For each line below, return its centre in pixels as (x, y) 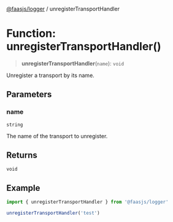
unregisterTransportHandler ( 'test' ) (53, 213)
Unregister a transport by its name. (51, 75)
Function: (31, 34)
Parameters (29, 94)
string (15, 125)
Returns (22, 155)
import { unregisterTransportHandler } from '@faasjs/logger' (87, 202)
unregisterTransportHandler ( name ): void (73, 63)
